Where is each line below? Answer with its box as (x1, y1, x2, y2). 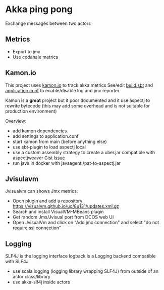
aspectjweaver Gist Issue (12, 155, 65, 161)
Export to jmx (12, 48, 40, 54)
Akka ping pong (5, 4, 73, 15)
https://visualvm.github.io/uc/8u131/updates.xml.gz (12, 203, 120, 209)
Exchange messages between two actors (5, 20, 91, 26)
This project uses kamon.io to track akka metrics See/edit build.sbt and (5, 82, 153, 88)
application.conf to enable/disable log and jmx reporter (5, 87, 120, 93)
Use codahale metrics (12, 54, 59, 60)
